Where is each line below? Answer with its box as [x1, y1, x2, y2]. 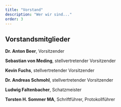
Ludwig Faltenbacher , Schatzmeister [5, 87, 82, 93]
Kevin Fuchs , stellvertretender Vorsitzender [5, 68, 95, 74]
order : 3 [5, 16, 23, 21]
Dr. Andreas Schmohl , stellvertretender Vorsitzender [5, 77, 114, 83]
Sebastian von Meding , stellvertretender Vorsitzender [5, 58, 116, 64]
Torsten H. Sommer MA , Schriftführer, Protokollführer [5, 97, 116, 103]
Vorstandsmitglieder [5, 35, 70, 43]
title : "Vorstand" [5, 7, 43, 12]
